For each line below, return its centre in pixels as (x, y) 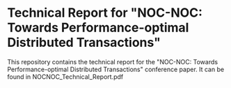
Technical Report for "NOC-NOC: (105, 13)
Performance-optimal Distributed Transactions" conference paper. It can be (116, 69)
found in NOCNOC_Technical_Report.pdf (65, 76)
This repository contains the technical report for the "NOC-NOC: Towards (112, 61)
